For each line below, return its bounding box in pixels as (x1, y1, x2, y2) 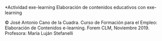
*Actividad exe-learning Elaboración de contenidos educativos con (5, 5, 146, 10)
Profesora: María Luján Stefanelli (5, 30, 73, 36)
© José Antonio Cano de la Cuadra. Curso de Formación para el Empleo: (5, 20, 157, 25)
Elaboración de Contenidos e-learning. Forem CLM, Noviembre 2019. (5, 25, 150, 31)
